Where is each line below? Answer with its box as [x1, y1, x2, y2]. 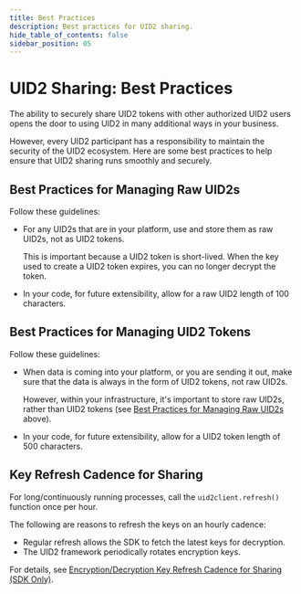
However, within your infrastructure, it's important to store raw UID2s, [22, 394, 285, 405]
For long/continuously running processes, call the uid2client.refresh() [9, 491, 280, 503]
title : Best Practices [9, 13, 96, 23]
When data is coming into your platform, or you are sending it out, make [22, 366, 293, 377]
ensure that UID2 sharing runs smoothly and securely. [9, 155, 213, 166]
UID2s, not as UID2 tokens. [22, 234, 125, 244]
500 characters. [22, 440, 84, 451]
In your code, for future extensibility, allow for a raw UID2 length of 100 [22, 289, 290, 299]
